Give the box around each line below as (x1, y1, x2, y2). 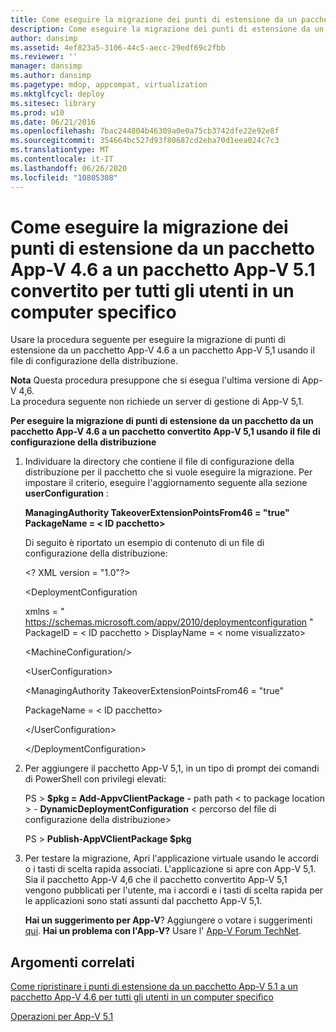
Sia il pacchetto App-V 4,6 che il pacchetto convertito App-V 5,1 (24, 874, 288, 886)
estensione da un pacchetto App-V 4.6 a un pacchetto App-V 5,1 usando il (10, 344, 315, 356)
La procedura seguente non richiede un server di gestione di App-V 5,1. (10, 396, 305, 408)
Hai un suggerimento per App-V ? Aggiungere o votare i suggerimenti (24, 914, 313, 926)
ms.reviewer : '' (10, 52, 78, 62)
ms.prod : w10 (10, 107, 65, 118)
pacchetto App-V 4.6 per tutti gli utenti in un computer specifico (10, 991, 274, 1003)
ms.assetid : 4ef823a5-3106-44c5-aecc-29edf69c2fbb (10, 42, 226, 53)
